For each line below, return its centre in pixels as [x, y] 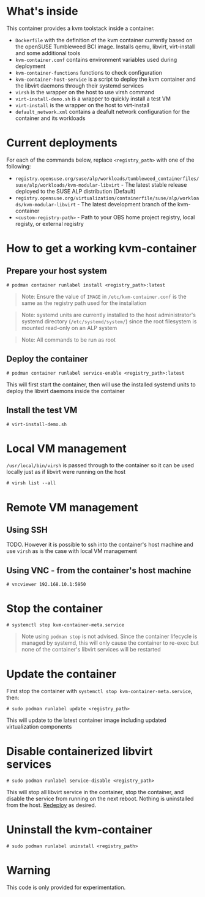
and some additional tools [48, 53]
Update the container [61, 674]
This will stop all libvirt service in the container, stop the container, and [95, 792]
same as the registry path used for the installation [84, 303]
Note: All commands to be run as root [69, 340]
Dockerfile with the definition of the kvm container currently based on [104, 40]
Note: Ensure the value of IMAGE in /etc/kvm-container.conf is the [104, 296]
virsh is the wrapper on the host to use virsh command [85, 92]
